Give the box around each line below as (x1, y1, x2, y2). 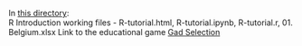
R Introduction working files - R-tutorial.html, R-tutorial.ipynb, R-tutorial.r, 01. (8, 17, 293, 28)
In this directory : (8, 8, 70, 18)
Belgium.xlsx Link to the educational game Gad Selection (8, 27, 221, 37)
